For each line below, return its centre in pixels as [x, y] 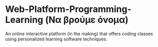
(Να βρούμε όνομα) [87, 20]
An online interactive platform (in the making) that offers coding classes [79, 33]
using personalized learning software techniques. [56, 39]
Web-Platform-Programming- [68, 9]
